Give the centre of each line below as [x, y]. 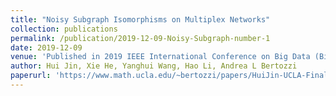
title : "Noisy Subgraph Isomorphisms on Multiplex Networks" [140, 19]
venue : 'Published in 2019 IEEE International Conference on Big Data [160, 57]
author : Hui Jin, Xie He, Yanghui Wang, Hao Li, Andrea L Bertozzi [154, 66]
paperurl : [31, 76]
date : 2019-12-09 [46, 47]
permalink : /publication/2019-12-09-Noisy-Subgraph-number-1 [140, 38]
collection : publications [64, 29]
